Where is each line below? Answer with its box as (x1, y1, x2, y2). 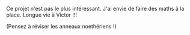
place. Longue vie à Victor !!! (6, 11, 77, 18)
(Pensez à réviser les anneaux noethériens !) (6, 23, 117, 30)
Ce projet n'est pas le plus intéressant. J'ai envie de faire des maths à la (6, 5, 185, 12)
